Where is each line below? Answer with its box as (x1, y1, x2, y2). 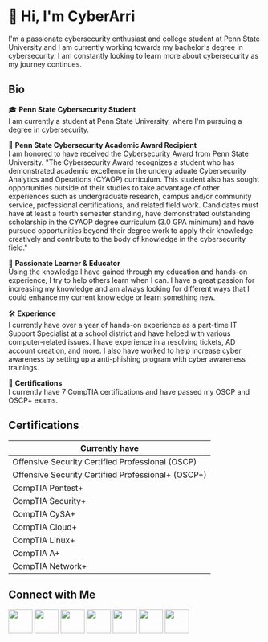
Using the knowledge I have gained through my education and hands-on (8, 267, 248, 276)
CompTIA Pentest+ (12, 482, 84, 493)
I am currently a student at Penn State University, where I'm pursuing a (8, 116, 242, 125)
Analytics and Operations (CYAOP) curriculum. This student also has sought (8, 174, 259, 184)
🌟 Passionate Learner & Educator (8, 258, 120, 268)
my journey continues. (8, 59, 83, 69)
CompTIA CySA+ (12, 508, 76, 519)
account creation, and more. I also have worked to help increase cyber (8, 346, 242, 355)
